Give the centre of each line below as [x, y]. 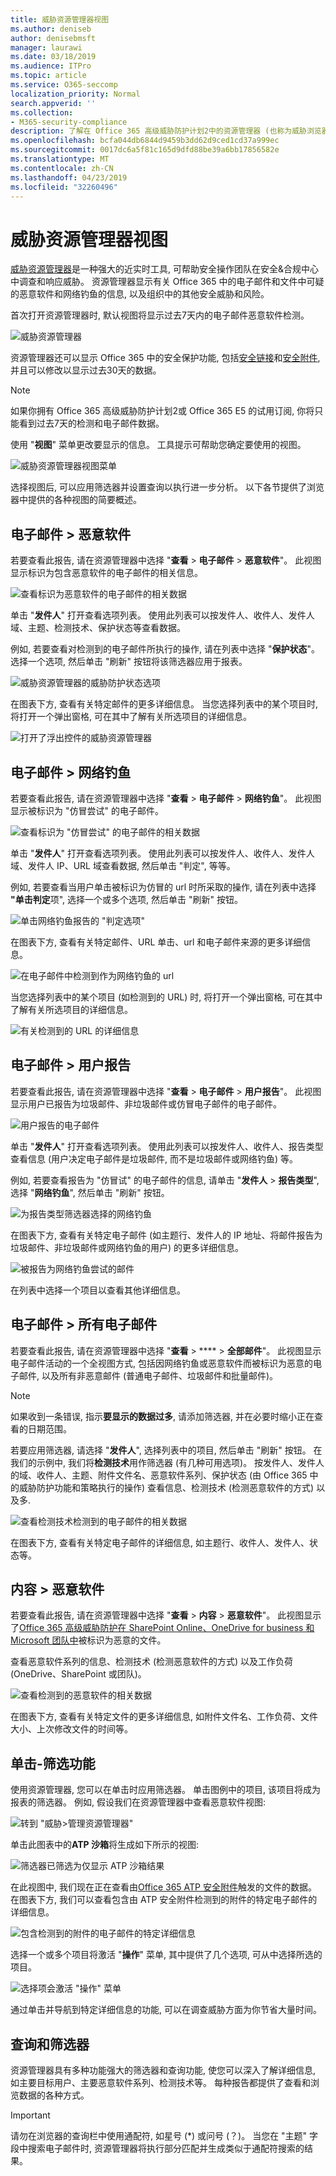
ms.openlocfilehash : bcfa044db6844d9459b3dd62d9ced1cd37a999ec [145, 141]
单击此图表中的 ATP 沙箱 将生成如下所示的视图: [104, 1845]
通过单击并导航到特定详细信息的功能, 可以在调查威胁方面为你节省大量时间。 [166, 2010]
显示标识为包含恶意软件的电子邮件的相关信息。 [106, 573]
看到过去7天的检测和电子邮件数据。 [91, 423]
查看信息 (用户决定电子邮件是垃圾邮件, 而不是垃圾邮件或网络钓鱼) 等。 [154, 1158]
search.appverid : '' [53, 103]
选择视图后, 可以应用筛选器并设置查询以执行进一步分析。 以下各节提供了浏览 [167, 487]
